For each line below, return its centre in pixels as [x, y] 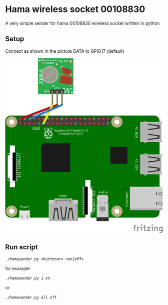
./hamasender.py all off [31, 297]
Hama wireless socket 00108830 [75, 9]
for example [17, 269]
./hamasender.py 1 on [28, 278]
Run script [22, 247]
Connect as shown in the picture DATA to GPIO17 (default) [65, 51]
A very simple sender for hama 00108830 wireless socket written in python [82, 23]
